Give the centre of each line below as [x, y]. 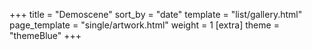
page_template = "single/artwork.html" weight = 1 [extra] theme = [144, 25]
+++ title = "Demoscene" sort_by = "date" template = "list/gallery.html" [156, 14]
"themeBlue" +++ [45, 35]
